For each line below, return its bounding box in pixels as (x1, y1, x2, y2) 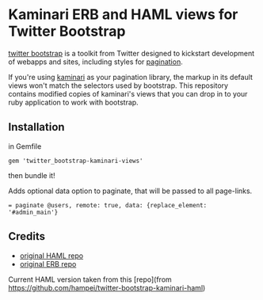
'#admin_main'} (8, 208, 59, 216)
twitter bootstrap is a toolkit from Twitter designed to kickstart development (8, 48, 255, 58)
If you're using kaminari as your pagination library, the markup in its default (8, 72, 253, 82)
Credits (8, 230, 46, 243)
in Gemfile (8, 141, 42, 151)
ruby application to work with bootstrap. (8, 97, 139, 107)
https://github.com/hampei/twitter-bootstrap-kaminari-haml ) (8, 283, 206, 292)
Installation (8, 120, 65, 134)
